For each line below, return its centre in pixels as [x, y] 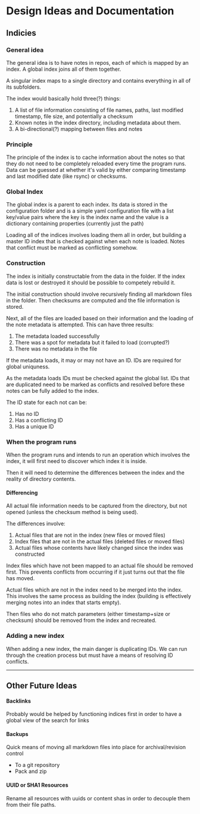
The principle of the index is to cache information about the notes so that [96, 157]
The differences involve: [36, 524]
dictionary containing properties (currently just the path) [75, 224]
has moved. [21, 578]
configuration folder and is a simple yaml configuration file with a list [90, 211]
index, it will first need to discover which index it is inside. [77, 461]
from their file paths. [31, 804]
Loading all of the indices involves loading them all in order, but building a [96, 235]
